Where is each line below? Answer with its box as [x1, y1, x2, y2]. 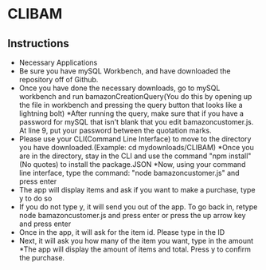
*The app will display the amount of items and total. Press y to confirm [18, 244, 252, 254]
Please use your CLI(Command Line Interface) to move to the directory [18, 134, 252, 144]
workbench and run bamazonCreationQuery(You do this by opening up [18, 92, 252, 101]
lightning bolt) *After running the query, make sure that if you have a [18, 109, 244, 118]
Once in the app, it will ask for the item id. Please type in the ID [18, 228, 225, 236]
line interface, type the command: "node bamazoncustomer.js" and [18, 169, 240, 177]
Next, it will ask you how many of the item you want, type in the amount [18, 236, 254, 245]
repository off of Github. [18, 75, 99, 84]
